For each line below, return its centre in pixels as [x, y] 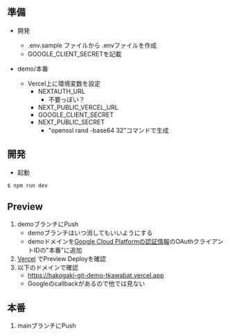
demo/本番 [33, 69]
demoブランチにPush [48, 224]
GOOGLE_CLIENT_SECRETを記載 [74, 53]
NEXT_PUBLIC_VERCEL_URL [78, 107]
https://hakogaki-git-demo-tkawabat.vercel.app [96, 276]
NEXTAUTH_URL [61, 91]
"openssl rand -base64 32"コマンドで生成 [108, 130]
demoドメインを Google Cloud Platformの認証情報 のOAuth [110, 242]
